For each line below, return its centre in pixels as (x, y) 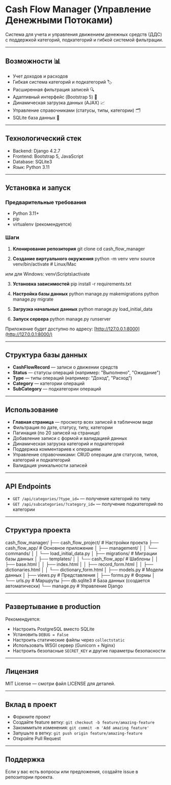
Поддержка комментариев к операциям (56, 449)
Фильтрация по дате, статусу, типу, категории (63, 428)
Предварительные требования (46, 202)
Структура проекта (38, 530)
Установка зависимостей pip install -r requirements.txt (72, 284)
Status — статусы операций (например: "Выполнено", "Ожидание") (87, 373)
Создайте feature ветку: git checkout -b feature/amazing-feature (83, 722)
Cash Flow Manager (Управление (78, 9)
